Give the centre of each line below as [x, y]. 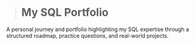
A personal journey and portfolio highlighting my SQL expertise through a [98, 29]
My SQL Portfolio [65, 12]
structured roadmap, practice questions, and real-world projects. [87, 35]
